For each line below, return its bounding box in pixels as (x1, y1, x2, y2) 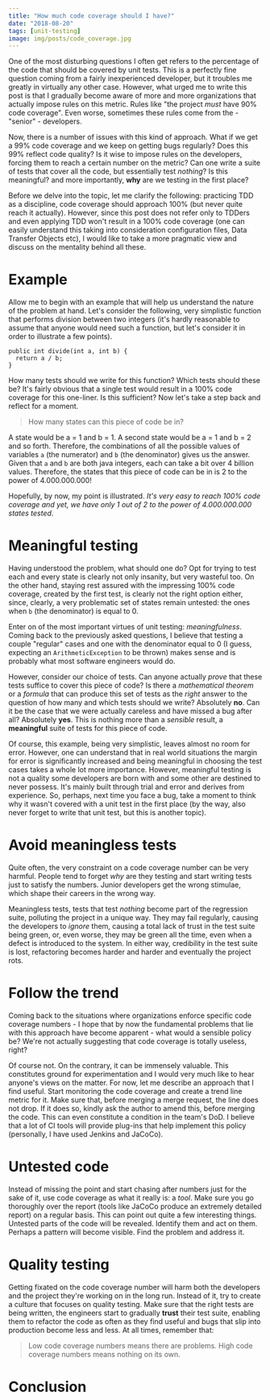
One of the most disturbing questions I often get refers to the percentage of (8, 57, 260, 66)
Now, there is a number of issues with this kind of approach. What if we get (8, 132, 258, 142)
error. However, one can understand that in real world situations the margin (8, 748, 258, 758)
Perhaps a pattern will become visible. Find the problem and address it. (8, 1227, 245, 1237)
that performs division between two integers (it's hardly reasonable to (8, 314, 240, 324)
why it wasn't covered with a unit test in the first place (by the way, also (8, 799, 246, 809)
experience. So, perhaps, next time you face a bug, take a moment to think (8, 791, 256, 801)
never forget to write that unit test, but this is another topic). (8, 808, 207, 818)
